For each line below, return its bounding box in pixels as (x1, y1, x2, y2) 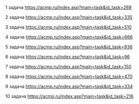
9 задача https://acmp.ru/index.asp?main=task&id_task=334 (5, 84, 133, 89)
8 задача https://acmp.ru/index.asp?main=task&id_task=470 (5, 73, 133, 80)
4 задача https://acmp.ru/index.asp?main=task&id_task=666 (5, 34, 133, 40)
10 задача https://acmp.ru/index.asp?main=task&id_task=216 (5, 93, 134, 99)
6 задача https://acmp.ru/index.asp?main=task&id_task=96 (5, 54, 130, 60)
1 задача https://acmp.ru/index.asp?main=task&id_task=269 (5, 5, 132, 10)
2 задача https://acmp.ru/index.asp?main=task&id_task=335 (5, 14, 133, 20)
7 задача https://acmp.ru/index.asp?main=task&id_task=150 (5, 64, 131, 69)
